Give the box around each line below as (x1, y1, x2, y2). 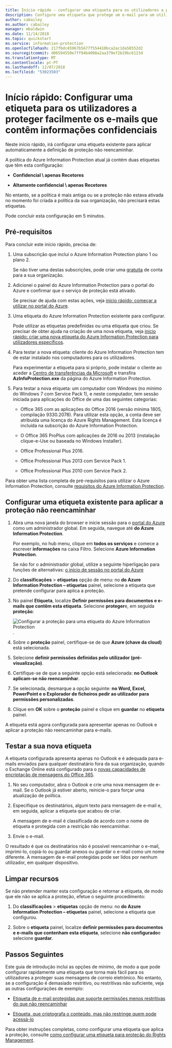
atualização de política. (12, 793, 62, 799)
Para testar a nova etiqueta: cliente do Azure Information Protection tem (12, 349, 165, 355)
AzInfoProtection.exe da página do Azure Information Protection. (12, 375, 152, 381)
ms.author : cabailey (5, 22, 50, 27)
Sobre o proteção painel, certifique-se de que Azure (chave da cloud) (12, 639, 162, 645)
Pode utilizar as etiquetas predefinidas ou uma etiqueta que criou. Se (12, 323, 159, 329)
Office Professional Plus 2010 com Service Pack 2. (20, 467, 127, 473)
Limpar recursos (5, 874, 59, 883)
